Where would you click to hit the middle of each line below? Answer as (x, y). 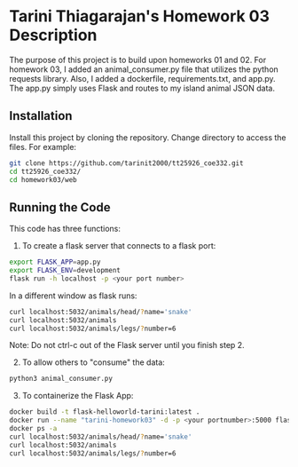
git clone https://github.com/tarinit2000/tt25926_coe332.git (126, 163)
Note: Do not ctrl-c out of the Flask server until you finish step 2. (127, 345)
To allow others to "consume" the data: (94, 362)
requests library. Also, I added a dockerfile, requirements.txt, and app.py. (143, 78)
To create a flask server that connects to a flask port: (119, 246)
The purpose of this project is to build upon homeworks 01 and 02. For (138, 59)
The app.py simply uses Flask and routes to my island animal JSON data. (142, 88)
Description (53, 35)
